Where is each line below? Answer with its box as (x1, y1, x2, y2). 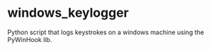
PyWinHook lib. (7, 35, 52, 43)
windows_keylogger (7, 5, 129, 21)
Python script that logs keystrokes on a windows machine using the (7, 28, 205, 36)
